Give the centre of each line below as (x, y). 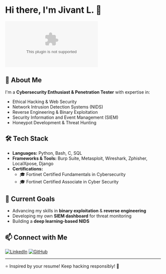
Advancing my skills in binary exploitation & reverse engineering (79, 211)
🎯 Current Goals (30, 199)
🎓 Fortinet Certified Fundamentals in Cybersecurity (73, 174)
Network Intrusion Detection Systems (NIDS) (58, 107)
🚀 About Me (23, 80)
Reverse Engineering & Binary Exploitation (55, 112)
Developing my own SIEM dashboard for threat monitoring (72, 216)
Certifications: (28, 169)
